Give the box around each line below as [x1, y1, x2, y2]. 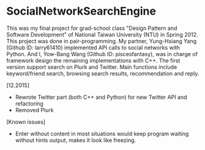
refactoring [15, 99, 44, 107]
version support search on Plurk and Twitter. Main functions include [6, 63, 177, 71]
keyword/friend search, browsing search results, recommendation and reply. [6, 70, 199, 77]
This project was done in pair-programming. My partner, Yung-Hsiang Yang [6, 37, 197, 45]
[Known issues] [6, 118, 46, 126]
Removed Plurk [15, 106, 54, 113]
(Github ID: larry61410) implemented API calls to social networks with [6, 44, 181, 51]
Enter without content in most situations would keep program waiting [15, 130, 189, 137]
